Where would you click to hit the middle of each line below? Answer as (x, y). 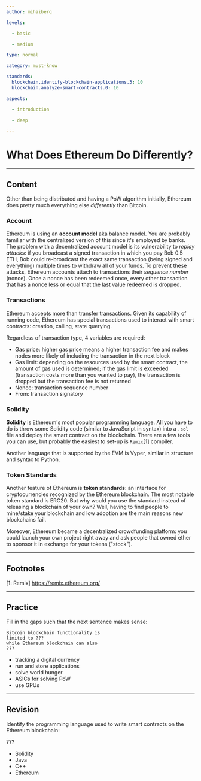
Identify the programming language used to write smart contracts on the (95, 724)
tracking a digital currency (47, 659)
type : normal (22, 55)
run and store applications (47, 666)
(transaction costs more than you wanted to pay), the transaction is (98, 374)
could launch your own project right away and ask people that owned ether (99, 538)
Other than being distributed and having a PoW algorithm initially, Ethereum (99, 199)
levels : (16, 22)
